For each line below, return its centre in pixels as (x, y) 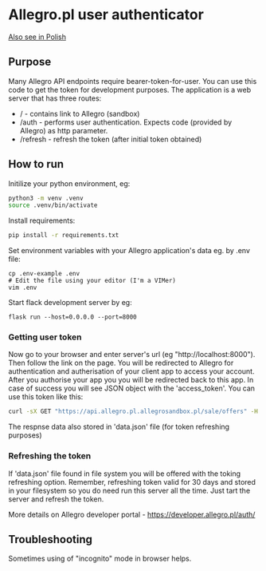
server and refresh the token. (56, 499)
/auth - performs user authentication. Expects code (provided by (126, 122)
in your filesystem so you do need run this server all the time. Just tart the (129, 490)
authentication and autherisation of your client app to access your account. (131, 371)
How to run (36, 164)
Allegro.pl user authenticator (106, 15)
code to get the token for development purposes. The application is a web (130, 89)
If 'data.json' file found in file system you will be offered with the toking (125, 474)
